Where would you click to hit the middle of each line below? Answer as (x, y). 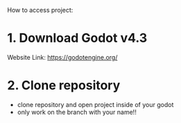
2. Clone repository (64, 85)
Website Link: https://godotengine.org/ (62, 57)
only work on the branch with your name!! (77, 112)
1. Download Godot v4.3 (77, 38)
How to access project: (40, 10)
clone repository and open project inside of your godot (95, 104)
